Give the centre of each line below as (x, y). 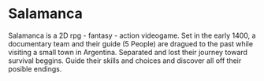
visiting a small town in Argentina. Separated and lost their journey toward (128, 52)
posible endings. (35, 68)
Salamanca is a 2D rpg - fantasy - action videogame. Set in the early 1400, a (132, 35)
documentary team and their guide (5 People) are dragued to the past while (131, 43)
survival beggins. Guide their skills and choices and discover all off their (125, 61)
